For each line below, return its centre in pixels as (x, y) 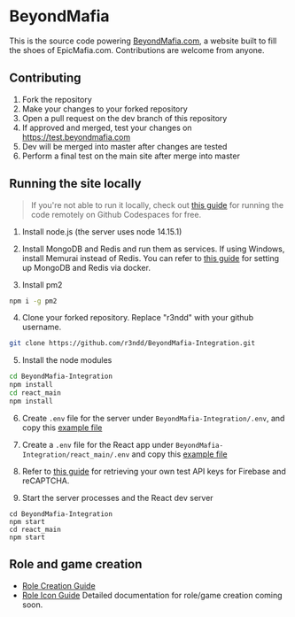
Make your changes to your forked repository (105, 109)
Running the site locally (75, 184)
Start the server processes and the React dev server (118, 497)
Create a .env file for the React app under (98, 444)
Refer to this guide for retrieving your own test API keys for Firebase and (154, 471)
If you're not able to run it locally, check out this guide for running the (157, 204)
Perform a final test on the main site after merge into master (131, 156)
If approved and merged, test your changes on (107, 127)
